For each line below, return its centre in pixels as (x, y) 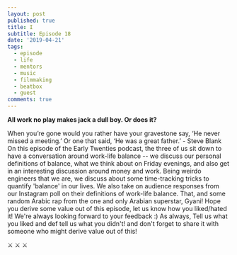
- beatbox (28, 86)
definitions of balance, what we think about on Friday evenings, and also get (118, 163)
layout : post (27, 14)
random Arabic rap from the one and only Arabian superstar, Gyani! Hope (114, 201)
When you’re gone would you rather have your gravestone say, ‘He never (114, 133)
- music (25, 73)
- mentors (28, 67)
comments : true (30, 100)
